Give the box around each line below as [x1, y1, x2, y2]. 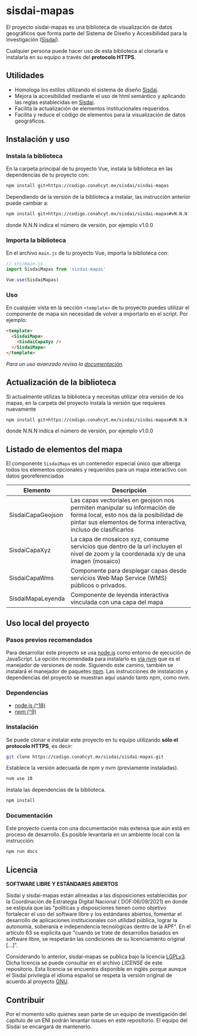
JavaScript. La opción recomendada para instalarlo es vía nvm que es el [6, 655, 181, 662]
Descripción [111, 486, 147, 495]
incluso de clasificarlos [70, 526, 134, 534]
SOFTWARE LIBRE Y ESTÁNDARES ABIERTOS [6, 881, 118, 888]
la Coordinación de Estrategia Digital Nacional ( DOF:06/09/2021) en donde [6, 898, 188, 905]
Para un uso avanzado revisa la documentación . [6, 360, 124, 367]
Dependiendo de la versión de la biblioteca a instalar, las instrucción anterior [6, 194, 191, 201]
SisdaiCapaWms [9, 574, 54, 582]
